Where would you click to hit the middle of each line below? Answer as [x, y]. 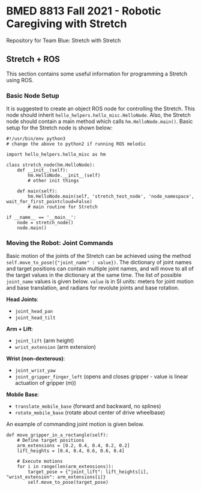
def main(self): [37, 191]
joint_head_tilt [35, 318]
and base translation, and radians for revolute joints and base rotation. [93, 288]
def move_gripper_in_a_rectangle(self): [58, 435]
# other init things [53, 181]
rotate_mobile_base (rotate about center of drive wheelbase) [90, 412]
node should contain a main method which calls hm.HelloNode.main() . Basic [100, 122]
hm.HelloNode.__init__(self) [64, 176]
